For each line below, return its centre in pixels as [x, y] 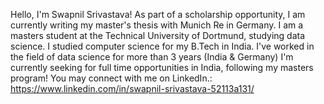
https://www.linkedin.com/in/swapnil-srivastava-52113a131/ [132, 88]
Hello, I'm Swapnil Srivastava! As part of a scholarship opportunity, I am [158, 14]
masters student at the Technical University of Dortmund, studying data [158, 35]
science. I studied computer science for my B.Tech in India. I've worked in [162, 46]
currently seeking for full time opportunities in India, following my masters [162, 67]
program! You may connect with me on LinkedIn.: [111, 78]
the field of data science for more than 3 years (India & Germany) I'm [152, 57]
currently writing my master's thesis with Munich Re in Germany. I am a [157, 25]
